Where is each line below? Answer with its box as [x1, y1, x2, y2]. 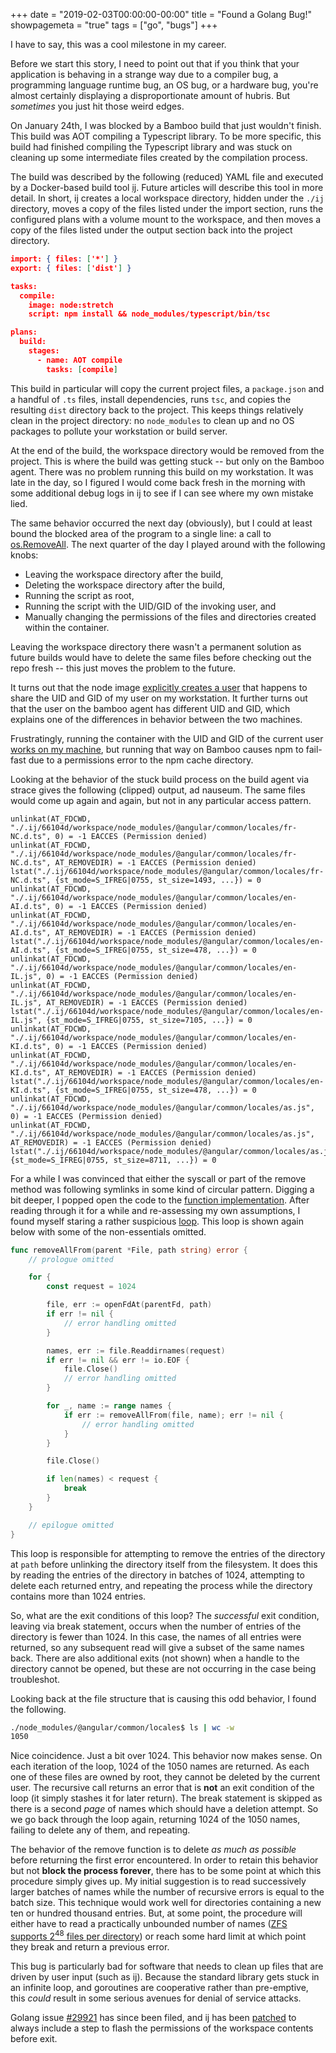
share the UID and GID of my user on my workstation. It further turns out [10, 692, 308, 704]
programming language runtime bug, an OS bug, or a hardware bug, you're [10, 79, 319, 91]
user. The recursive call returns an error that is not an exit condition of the [10, 1782, 315, 1794]
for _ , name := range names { [46, 1401, 172, 1411]
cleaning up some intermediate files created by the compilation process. [10, 152, 308, 163]
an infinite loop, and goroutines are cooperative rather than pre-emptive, [10, 1981, 309, 1993]
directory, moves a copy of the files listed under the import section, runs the [10, 203, 324, 214]
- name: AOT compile [36, 355, 123, 365]
